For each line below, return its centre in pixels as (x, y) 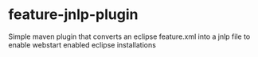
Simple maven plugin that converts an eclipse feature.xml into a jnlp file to (129, 36)
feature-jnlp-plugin (73, 15)
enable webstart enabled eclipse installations (82, 44)
